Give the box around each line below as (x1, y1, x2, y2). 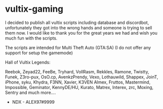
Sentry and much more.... (5, 89, 56, 95)
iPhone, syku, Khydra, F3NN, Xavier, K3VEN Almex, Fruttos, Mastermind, (5, 79, 151, 85)
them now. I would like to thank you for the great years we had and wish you (5, 30, 158, 36)
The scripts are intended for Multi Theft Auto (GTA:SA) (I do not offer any (5, 44, 151, 50)
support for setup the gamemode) (5, 50, 73, 56)
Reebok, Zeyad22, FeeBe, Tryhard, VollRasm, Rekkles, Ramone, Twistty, (5, 68, 149, 74)
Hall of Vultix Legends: (5, 59, 51, 65)
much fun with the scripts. (5, 35, 57, 41)
